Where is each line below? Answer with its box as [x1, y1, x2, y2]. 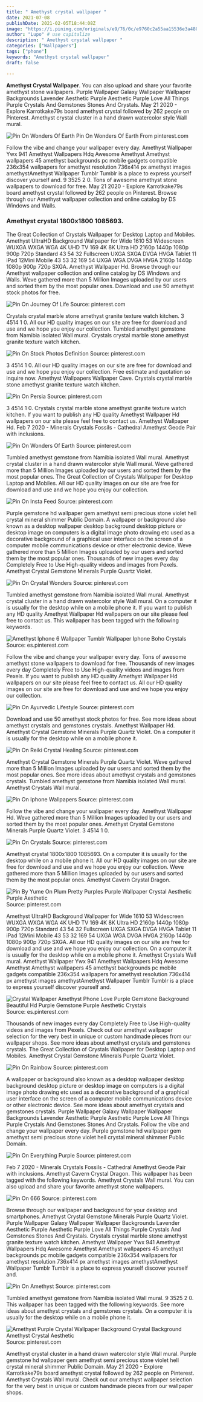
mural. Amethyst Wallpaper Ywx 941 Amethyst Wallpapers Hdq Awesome [6, 957, 188, 965]
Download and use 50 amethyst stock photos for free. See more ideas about [6, 715, 196, 723]
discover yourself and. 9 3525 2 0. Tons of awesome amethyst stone [6, 176, 178, 183]
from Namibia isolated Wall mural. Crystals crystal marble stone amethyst [6, 331, 189, 339]
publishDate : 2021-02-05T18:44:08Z [6, 20, 96, 26]
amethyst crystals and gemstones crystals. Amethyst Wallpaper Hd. [6, 721, 175, 729]
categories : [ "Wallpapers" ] [6, 43, 77, 49]
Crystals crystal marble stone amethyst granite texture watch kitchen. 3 [6, 312, 184, 319]
